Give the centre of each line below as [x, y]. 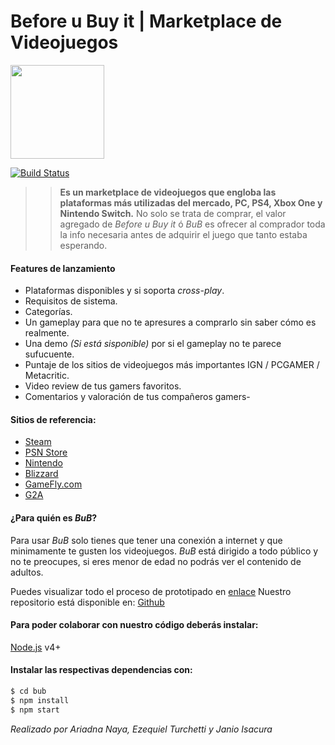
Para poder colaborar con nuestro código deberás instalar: [134, 625]
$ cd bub [28, 691]
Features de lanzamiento [63, 268]
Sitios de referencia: [53, 419]
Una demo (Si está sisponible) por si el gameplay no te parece [153, 344]
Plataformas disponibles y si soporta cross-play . [124, 291]
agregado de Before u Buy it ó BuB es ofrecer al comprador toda [192, 224]
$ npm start [35, 710]
